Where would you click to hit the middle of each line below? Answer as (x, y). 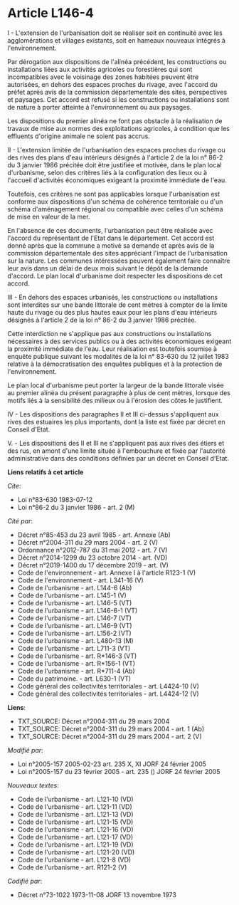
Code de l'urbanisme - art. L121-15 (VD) (75, 822)
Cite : (14, 486)
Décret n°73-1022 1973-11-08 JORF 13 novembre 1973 (97, 894)
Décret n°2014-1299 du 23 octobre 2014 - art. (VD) (92, 558)
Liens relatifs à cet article (46, 472)
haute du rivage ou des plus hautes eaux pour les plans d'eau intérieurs (112, 312)
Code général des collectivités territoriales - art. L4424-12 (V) (108, 694)
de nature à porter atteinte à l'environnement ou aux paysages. (100, 107)
